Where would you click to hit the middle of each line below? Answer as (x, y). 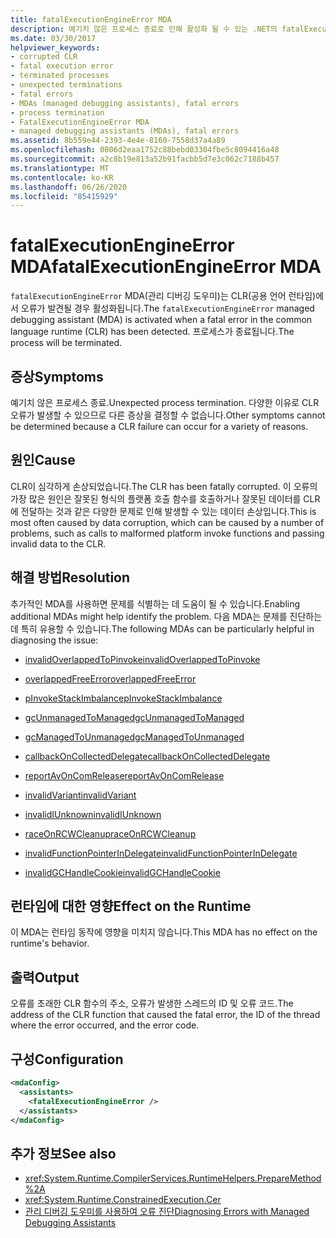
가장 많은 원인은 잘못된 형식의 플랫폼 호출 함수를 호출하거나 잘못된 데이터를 (156, 498)
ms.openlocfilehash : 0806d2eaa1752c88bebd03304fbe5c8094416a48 (145, 150)
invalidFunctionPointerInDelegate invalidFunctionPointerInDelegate (161, 853)
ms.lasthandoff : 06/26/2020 (69, 187)
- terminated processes (60, 76)
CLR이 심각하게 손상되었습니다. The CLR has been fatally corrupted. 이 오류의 (164, 486)
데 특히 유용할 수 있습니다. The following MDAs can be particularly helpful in (162, 628)
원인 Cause (43, 460)
